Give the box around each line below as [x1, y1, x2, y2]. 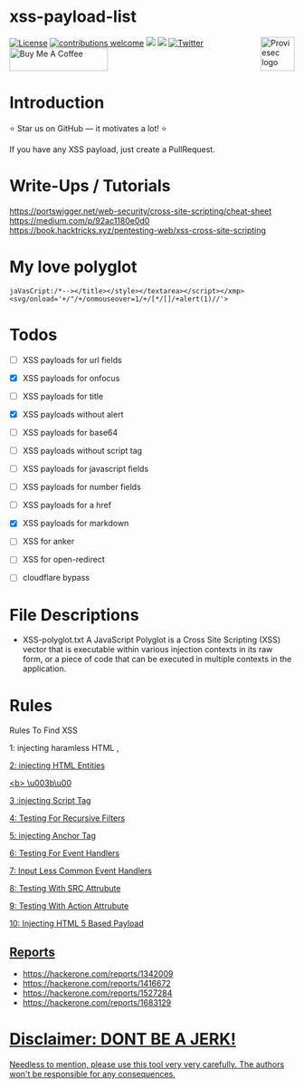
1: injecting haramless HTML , [9, 743, 119, 754]
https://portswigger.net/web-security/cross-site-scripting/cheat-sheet [9, 206, 272, 217]
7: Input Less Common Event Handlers [9, 865, 152, 876]
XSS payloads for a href [22, 500, 111, 511]
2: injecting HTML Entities [9, 760, 106, 771]
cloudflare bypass [22, 573, 90, 583]
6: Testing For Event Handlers [9, 848, 120, 859]
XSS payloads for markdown [22, 518, 129, 529]
